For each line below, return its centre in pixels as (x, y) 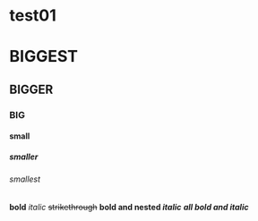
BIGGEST (44, 57)
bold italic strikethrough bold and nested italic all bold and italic (129, 207)
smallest (25, 179)
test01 (33, 16)
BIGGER (31, 89)
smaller (24, 157)
